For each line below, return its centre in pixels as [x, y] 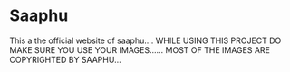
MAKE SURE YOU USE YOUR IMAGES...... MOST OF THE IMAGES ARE [140, 49]
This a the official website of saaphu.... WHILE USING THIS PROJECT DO [145, 40]
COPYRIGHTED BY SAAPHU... [65, 59]
